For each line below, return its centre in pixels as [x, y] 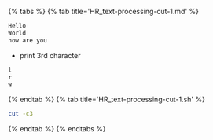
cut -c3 [21, 114]
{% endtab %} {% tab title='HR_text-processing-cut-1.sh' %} [107, 99]
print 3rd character [50, 55]
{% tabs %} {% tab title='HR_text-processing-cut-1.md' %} [103, 11]
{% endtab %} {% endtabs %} [57, 129]
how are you [28, 40]
